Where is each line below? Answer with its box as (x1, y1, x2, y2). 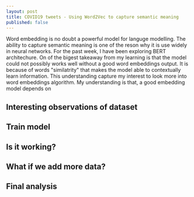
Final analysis (6, 182, 57, 192)
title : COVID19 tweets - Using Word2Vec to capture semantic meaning (6, 14, 179, 20)
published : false (6, 19, 49, 25)
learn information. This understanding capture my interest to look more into (6, 72, 187, 80)
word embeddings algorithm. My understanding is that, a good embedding (6, 79, 185, 86)
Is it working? (6, 141, 57, 152)
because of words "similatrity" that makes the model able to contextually (6, 67, 181, 74)
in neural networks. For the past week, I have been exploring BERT (6, 48, 167, 55)
